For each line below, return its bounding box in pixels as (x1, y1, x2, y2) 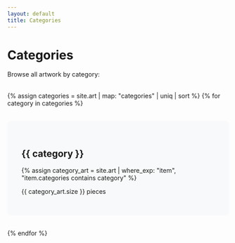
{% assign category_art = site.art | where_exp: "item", (21, 166, 177, 175)
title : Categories (7, 17, 61, 24)
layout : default (7, 10, 55, 18)
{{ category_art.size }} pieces (21, 188, 107, 196)
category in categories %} (7, 99, 84, 107)
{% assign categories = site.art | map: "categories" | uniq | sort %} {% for (7, 92, 220, 100)
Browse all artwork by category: (7, 70, 100, 79)
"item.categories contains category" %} (21, 173, 137, 183)
